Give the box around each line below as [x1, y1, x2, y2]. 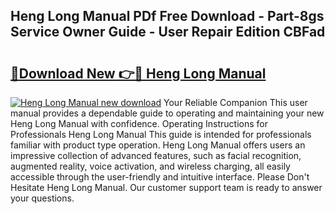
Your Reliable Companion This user [163, 97, 308, 108]
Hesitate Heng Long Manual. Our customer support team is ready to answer [10, 182, 323, 193]
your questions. [10, 192, 75, 204]
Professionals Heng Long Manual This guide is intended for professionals [10, 129, 312, 140]
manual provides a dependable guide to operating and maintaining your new [10, 107, 325, 119]
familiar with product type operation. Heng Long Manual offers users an [10, 139, 306, 151]
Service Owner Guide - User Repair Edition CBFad [10, 24, 326, 41]
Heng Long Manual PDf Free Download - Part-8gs [10, 8, 325, 25]
